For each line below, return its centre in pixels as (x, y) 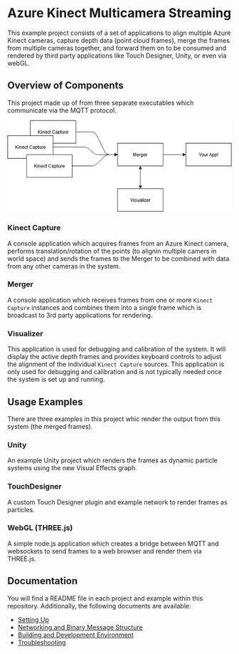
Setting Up (33, 619)
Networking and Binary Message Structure (80, 627)
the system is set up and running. (56, 380)
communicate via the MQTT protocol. (62, 110)
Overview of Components (65, 86)
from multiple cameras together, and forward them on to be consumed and (117, 48)
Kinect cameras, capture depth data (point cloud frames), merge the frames (118, 40)
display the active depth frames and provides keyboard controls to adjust (115, 357)
